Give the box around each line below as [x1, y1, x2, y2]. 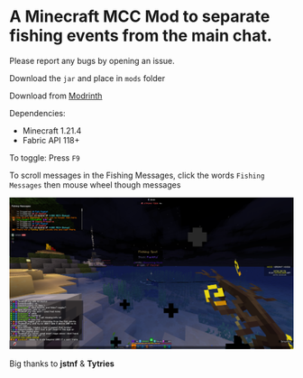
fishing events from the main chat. [9, 25, 272, 46]
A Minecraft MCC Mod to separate [9, 6, 271, 27]
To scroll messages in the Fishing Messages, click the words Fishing [9, 170, 265, 180]
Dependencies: [9, 107, 66, 118]
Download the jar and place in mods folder [9, 72, 165, 83]
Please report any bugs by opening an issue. [9, 55, 176, 66]
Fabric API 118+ [22, 134, 80, 145]
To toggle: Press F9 [9, 152, 80, 163]
